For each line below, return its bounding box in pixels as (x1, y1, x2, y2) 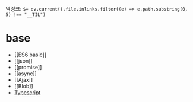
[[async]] (14, 70, 37, 77)
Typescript (14, 88, 41, 96)
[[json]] (14, 57, 33, 64)
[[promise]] (14, 63, 42, 71)
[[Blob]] (14, 82, 33, 90)
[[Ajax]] (14, 76, 33, 83)
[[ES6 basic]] (14, 51, 47, 58)
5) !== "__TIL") (5, 12, 46, 18)
